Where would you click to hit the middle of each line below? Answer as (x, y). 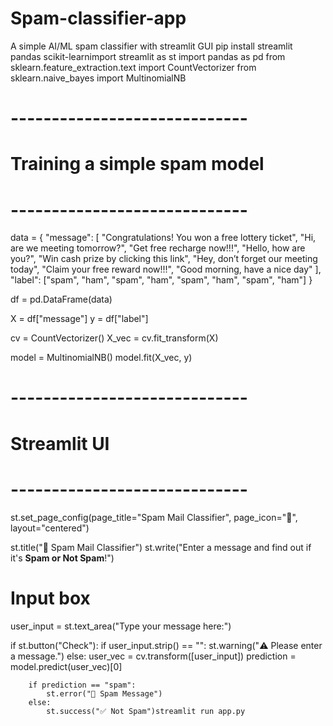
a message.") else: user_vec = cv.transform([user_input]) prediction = (153, 656)
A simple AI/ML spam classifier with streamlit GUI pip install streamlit (151, 46)
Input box (50, 598)
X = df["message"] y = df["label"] (79, 319)
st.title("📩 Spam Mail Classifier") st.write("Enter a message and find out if (161, 547)
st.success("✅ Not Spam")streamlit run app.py (146, 711)
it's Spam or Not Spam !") (62, 558)
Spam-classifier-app (98, 18)
